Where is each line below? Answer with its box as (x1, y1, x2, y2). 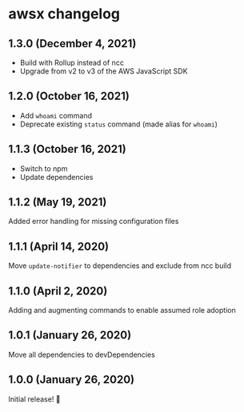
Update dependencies (19, 172, 94, 182)
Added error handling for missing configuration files (8, 217, 179, 226)
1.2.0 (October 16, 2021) (8, 90, 130, 103)
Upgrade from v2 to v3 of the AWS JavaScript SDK (19, 66, 188, 76)
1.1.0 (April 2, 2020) (8, 284, 108, 298)
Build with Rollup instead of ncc (19, 58, 124, 67)
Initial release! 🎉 (8, 394, 62, 404)
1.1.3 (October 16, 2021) (8, 142, 126, 156)
